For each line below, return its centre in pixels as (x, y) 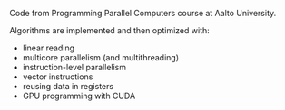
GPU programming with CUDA (79, 96)
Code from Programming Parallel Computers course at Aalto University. (143, 13)
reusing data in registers (68, 86)
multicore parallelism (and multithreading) (101, 57)
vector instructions (58, 77)
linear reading (49, 48)
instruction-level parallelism (74, 67)
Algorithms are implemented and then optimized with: (110, 30)
